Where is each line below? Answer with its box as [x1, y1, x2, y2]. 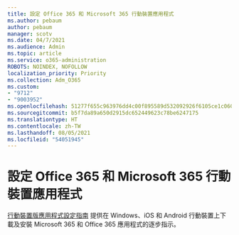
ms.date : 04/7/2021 [7, 37, 65, 44]
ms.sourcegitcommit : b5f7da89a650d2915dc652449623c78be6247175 [7, 109, 199, 116]
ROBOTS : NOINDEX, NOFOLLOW [7, 63, 87, 70]
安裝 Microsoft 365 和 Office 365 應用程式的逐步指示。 [19, 220, 180, 229]
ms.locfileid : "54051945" [7, 136, 84, 143]
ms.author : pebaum [7, 17, 62, 24]
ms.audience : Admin [7, 43, 65, 50]
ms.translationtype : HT [7, 116, 78, 123]
